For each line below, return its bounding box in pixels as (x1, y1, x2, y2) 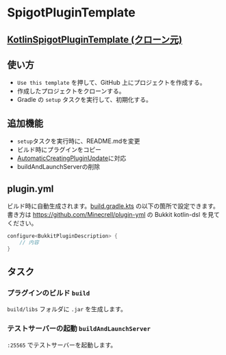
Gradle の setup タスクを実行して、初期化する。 (16, 96, 152, 104)
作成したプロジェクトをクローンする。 (16, 87, 125, 95)
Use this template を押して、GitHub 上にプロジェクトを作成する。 (16, 79, 206, 87)
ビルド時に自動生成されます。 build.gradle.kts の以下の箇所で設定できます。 (7, 202, 219, 210)
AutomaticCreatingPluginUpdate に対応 (16, 154, 127, 162)
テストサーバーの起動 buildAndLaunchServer (7, 324, 151, 333)
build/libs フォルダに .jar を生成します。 (7, 305, 127, 313)
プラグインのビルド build (7, 288, 90, 298)
